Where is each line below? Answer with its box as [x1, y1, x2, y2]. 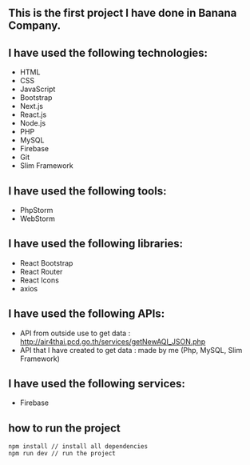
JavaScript [19, 84, 56, 94]
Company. [8, 19, 62, 33]
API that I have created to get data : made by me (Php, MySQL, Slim [19, 345, 243, 355]
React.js [19, 110, 47, 119]
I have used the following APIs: [8, 307, 165, 321]
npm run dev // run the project [8, 450, 116, 458]
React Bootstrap [19, 258, 73, 267]
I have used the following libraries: [8, 237, 184, 251]
